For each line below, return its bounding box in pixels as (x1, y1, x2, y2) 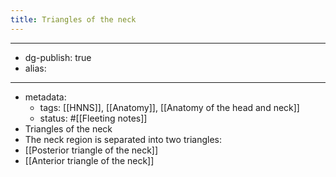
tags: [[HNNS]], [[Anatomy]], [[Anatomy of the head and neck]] (39, 101, 300, 113)
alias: (24, 62, 47, 74)
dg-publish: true (24, 51, 92, 63)
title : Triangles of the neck (10, 14, 137, 25)
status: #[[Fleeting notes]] (39, 112, 148, 124)
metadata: (24, 91, 67, 103)
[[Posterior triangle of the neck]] (24, 144, 159, 156)
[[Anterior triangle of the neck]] (24, 154, 155, 166)
